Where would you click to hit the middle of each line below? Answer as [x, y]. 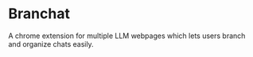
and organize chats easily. [51, 44]
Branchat [39, 14]
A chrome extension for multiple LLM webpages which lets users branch [127, 36]
